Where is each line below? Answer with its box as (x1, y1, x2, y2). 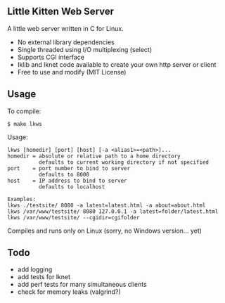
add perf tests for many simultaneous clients (17, 281, 148, 289)
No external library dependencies (17, 38, 115, 46)
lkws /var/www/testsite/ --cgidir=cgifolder (7, 214, 140, 221)
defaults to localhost (38, 183, 105, 191)
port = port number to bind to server (7, 165, 131, 172)
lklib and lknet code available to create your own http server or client (17, 60, 217, 69)
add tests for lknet (17, 273, 70, 281)
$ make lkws (7, 120, 42, 127)
